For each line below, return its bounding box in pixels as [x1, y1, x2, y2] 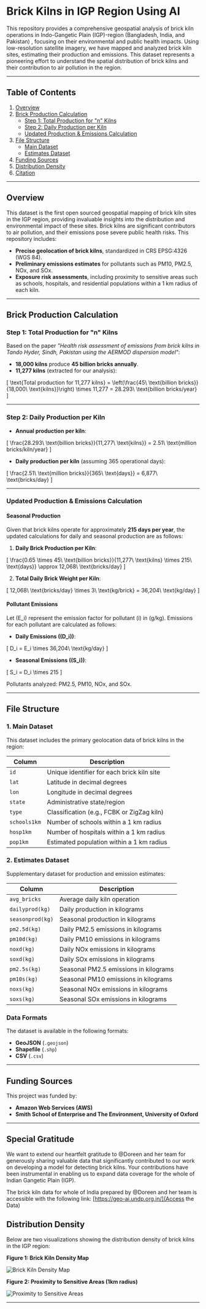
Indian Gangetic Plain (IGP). [6, 1176, 76, 1184]
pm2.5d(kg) [9, 926, 41, 932]
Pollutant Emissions [6, 600, 58, 608]
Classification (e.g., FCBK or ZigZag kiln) [47, 808, 164, 816]
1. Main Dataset [6, 722, 53, 731]
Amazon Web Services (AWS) [15, 1104, 93, 1111]
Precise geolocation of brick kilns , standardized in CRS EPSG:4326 [15, 247, 188, 254]
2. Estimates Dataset [6, 856, 69, 865]
